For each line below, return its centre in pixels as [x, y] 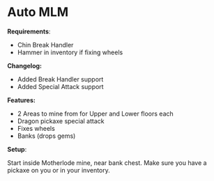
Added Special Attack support [60, 86]
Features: [22, 100]
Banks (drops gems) [46, 136]
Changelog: [25, 65]
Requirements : [29, 31]
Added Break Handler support [60, 79]
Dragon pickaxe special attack [61, 121]
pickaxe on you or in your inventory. [59, 170]
